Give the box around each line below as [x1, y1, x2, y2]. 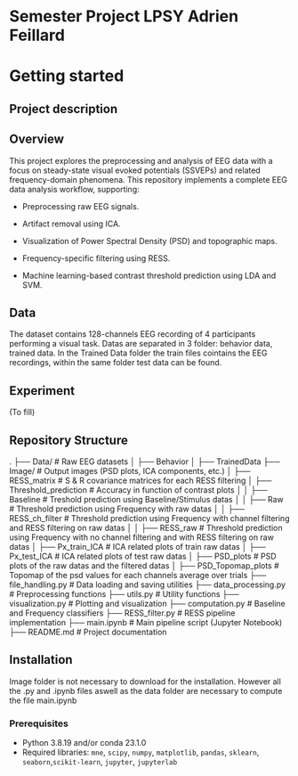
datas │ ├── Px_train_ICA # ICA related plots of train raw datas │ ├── [9, 542, 267, 552]
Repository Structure [9, 432, 129, 447]
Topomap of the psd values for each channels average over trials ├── [9, 570, 267, 581]
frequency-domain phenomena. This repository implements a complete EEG [9, 174, 287, 184]
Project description [9, 101, 118, 117]
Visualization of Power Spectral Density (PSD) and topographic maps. [21, 235, 278, 246]
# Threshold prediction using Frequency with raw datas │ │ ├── [9, 503, 245, 514]
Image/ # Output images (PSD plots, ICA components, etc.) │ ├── [9, 466, 251, 477]
